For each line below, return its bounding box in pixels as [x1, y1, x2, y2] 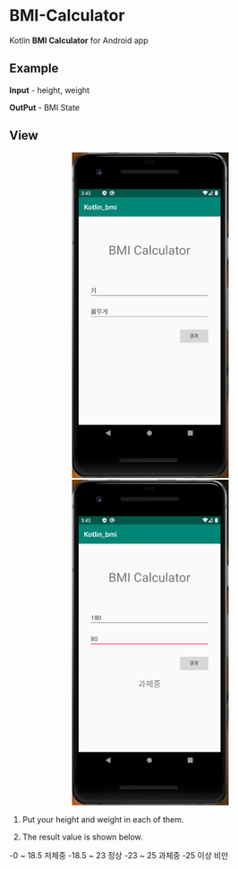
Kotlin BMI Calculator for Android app [9, 35, 149, 46]
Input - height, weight [9, 84, 90, 95]
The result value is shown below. [21, 831, 143, 842]
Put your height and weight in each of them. [21, 814, 184, 824]
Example [9, 61, 59, 76]
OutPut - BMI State [9, 102, 81, 113]
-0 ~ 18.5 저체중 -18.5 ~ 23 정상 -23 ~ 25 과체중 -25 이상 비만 [9, 849, 229, 860]
